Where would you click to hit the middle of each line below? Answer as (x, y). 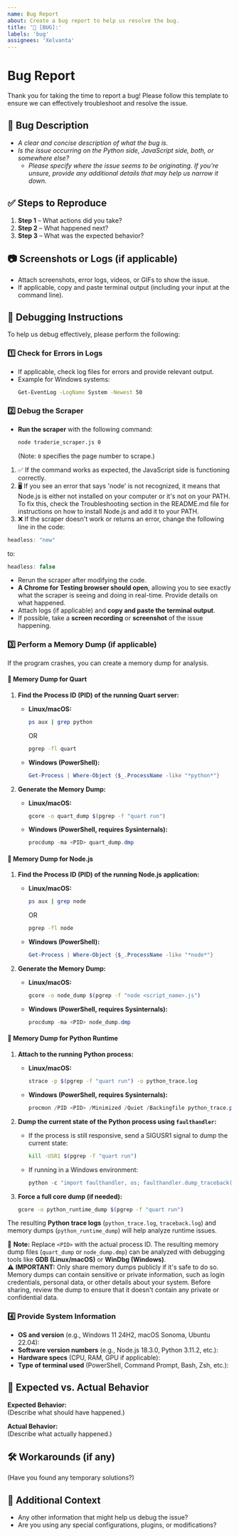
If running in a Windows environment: (83, 1169)
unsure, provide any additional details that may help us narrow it (123, 173)
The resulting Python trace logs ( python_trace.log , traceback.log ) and (112, 1223)
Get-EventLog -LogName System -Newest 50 (80, 392)
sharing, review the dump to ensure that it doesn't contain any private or (113, 1290)
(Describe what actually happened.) (60, 1434)
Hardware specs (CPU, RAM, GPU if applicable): (89, 1358)
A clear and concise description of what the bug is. (93, 143)
